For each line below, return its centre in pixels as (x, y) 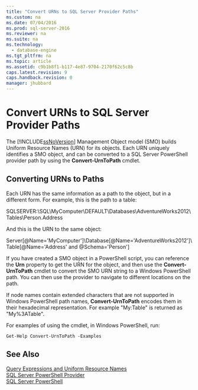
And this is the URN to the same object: (54, 229)
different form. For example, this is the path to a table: (72, 200)
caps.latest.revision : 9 (37, 72)
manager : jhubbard (29, 84)
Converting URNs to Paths (55, 179)
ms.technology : (25, 45)
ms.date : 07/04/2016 (32, 23)
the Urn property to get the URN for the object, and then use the (84, 264)
